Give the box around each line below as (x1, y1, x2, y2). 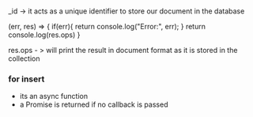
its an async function (19, 92, 89, 101)
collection (8, 54, 40, 63)
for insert (8, 74, 45, 85)
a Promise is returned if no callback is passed (19, 100, 168, 109)
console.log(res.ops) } (8, 30, 81, 40)
